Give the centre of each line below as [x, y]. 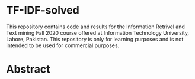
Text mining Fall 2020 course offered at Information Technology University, [98, 32]
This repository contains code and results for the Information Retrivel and [96, 27]
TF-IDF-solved [43, 10]
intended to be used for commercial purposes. [63, 45]
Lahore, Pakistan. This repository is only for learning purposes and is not [95, 39]
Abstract [28, 69]
